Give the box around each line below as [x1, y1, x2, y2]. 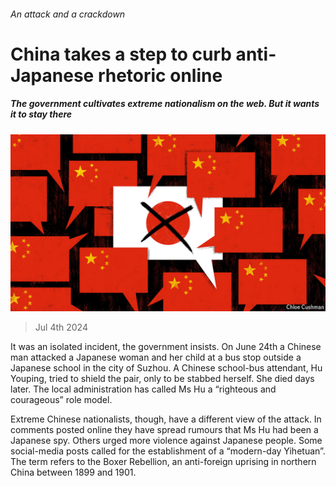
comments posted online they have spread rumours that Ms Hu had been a [10, 424, 319, 436]
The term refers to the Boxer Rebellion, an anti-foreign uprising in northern [10, 456, 317, 468]
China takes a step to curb [10, 43, 232, 65]
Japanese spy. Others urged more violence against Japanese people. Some [10, 435, 323, 447]
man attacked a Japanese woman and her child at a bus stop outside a [10, 351, 302, 364]
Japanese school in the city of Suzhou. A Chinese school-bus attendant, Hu [10, 362, 323, 374]
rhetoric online [97, 64, 223, 87]
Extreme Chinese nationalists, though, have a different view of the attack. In [10, 413, 322, 425]
